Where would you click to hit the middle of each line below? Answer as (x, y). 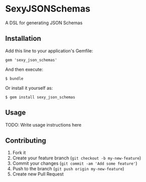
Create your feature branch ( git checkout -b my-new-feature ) (77, 158)
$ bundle (14, 79)
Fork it (19, 153)
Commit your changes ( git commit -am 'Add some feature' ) (75, 163)
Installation (23, 39)
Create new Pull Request (38, 174)
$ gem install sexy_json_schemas (40, 97)
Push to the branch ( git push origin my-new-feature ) (68, 169)
